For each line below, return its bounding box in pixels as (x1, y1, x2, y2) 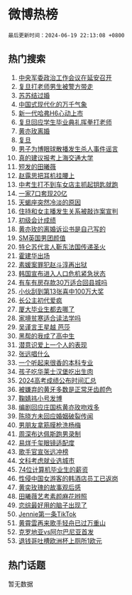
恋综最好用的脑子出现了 (18, 500, 87, 509)
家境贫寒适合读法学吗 (18, 314, 81, 322)
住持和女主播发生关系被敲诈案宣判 (18, 207, 119, 215)
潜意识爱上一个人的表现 (18, 340, 87, 349)
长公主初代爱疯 (18, 296, 62, 304)
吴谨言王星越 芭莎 (18, 322, 70, 331)
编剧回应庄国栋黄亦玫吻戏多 (18, 403, 100, 411)
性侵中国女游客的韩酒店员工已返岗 (18, 474, 119, 482)
